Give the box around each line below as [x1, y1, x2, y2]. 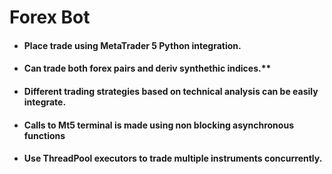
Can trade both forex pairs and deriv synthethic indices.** [23, 62, 272, 75]
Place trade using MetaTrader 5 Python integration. [23, 39, 242, 51]
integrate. [23, 96, 67, 108]
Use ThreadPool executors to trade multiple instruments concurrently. [23, 152, 323, 165]
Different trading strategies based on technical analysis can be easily [23, 85, 319, 97]
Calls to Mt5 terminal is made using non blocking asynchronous [23, 119, 294, 131]
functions [23, 129, 66, 141]
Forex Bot [9, 6, 91, 29]
